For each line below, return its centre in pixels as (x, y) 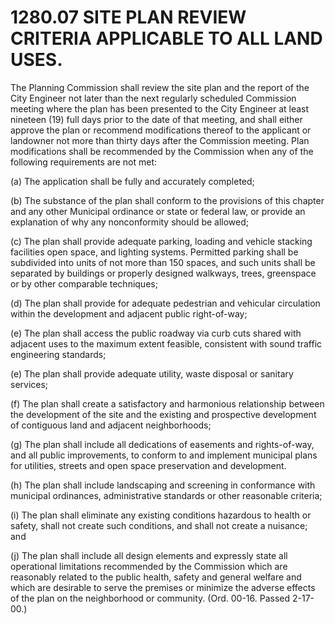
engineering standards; (58, 354)
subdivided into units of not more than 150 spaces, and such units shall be (163, 262)
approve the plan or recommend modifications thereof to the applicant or (161, 130)
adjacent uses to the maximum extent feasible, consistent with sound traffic (166, 343)
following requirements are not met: (84, 162)
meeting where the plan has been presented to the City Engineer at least (160, 108)
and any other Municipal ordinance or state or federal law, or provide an (158, 211)
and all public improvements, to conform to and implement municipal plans (164, 455)
